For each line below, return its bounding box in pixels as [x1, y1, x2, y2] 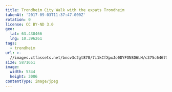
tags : [5, 41, 17, 46]
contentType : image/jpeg [5, 79, 58, 84]
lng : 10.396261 [10, 36, 42, 41]
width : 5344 [10, 70, 36, 75]
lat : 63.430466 [10, 31, 42, 36]
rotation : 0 [5, 17, 31, 22]
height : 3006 [10, 74, 38, 79]
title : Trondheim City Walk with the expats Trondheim [5, 7, 125, 13]
